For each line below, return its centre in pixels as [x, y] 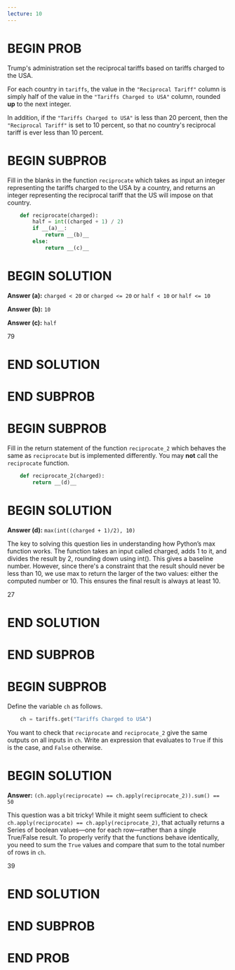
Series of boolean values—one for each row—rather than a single [102, 830]
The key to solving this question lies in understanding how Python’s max [112, 544]
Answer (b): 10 [29, 309]
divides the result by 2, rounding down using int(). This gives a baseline [110, 558]
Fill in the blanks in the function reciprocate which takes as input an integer [116, 180]
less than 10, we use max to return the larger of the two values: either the [113, 573]
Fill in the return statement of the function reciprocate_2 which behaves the [117, 448]
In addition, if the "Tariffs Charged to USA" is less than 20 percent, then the [117, 117]
